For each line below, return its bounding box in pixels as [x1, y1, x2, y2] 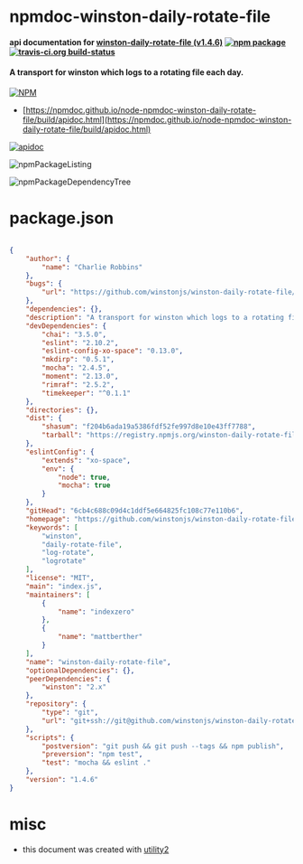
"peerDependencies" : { [25, 674, 111, 683]
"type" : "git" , [41, 708, 99, 718]
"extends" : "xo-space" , [41, 455, 131, 465]
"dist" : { [25, 414, 63, 423]
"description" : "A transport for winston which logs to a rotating [25, 313, 284, 322]
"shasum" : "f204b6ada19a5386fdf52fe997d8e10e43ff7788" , [41, 422, 256, 431]
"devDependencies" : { [25, 321, 106, 331]
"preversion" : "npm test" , [41, 750, 143, 759]
